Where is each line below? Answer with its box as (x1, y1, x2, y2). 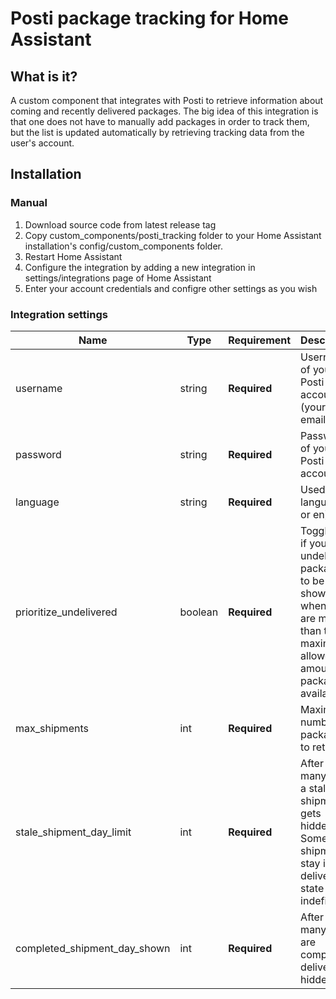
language (15, 495, 60, 509)
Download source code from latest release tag (24, 218, 217, 231)
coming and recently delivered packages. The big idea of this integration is (10, 105, 319, 117)
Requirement (228, 333, 292, 347)
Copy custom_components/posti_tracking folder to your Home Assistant (24, 229, 322, 241)
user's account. (10, 137, 75, 149)
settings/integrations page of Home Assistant (24, 272, 212, 284)
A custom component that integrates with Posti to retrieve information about (10, 95, 324, 106)
